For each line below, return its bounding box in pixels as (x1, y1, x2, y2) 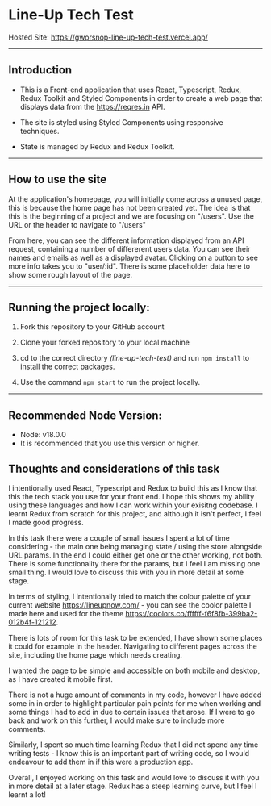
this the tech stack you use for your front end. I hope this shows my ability (8, 492, 255, 501)
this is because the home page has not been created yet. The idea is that (8, 203, 251, 212)
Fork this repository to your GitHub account (19, 322, 165, 332)
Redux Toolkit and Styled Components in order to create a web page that (19, 93, 263, 102)
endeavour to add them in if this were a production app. (8, 757, 194, 766)
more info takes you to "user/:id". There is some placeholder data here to (8, 261, 251, 271)
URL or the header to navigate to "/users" (8, 219, 147, 229)
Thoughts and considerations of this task (8, 461, 220, 475)
